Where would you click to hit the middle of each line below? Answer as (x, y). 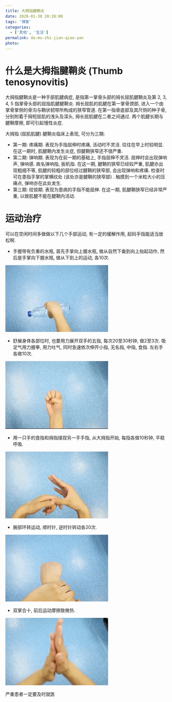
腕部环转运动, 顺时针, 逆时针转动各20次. (55, 527)
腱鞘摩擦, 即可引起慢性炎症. (34, 123)
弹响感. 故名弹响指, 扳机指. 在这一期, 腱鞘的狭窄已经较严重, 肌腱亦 (89, 164)
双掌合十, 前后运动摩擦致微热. (44, 610)
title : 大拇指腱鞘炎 (25, 11)
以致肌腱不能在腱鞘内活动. (47, 196)
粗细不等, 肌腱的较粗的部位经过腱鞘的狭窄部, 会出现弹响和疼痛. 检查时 (91, 170)
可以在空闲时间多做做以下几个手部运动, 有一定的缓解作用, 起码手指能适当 (82, 234)
